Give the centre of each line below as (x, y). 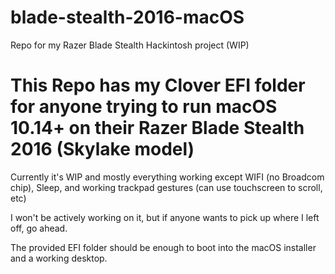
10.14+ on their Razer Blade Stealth (157, 128)
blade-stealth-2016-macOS (127, 17)
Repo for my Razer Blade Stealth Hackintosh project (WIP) (130, 45)
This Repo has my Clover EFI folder (158, 85)
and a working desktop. (59, 258)
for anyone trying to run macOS (144, 107)
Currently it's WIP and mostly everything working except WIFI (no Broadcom (167, 177)
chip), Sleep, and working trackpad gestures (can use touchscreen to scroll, (166, 187)
